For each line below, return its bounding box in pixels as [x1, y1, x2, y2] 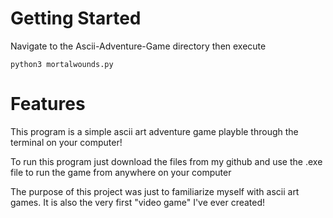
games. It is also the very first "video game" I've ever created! [10, 196, 266, 208]
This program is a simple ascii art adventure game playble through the [10, 125, 299, 137]
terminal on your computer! [10, 136, 123, 148]
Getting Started [10, 7, 142, 30]
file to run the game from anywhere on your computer [10, 166, 232, 178]
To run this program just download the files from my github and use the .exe [10, 155, 323, 167]
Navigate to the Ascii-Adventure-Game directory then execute [10, 40, 267, 52]
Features [10, 93, 86, 116]
